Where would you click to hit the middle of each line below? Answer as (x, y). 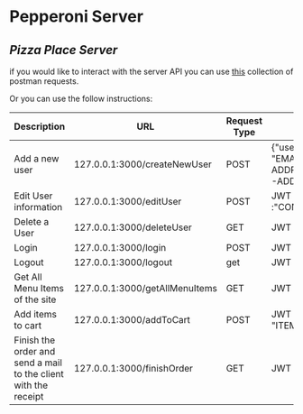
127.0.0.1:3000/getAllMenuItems (146, 288)
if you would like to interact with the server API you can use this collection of (151, 71)
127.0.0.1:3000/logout (123, 262)
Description (40, 126)
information (38, 207)
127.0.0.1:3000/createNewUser (142, 164)
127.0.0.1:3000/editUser (128, 202)
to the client (39, 374)
